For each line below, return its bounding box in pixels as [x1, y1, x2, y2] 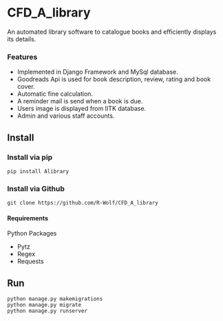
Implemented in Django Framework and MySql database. [17, 68, 178, 76]
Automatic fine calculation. [17, 90, 94, 98]
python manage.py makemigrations [7, 296, 103, 302]
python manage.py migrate [7, 302, 81, 309]
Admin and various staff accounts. [17, 112, 115, 120]
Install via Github [7, 184, 65, 194]
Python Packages [7, 229, 57, 238]
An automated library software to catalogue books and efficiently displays [7, 28, 217, 36]
